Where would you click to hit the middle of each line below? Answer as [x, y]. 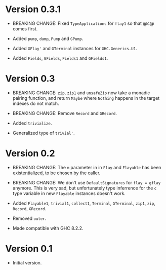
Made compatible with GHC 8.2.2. [48, 228]
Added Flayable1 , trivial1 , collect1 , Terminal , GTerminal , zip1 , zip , [84, 203]
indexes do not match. [36, 103]
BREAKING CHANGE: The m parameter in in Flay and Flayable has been [87, 167]
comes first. [25, 28]
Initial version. [27, 262]
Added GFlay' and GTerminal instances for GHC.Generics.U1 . [75, 48]
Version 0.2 [30, 153]
